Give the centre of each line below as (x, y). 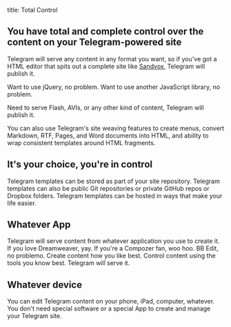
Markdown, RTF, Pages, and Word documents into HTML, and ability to (108, 135)
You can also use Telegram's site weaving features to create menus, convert (116, 128)
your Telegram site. (34, 316)
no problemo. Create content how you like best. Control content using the (111, 256)
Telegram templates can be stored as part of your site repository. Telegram (114, 181)
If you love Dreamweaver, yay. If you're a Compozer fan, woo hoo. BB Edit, (113, 249)
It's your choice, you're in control (80, 165)
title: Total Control (32, 10)
